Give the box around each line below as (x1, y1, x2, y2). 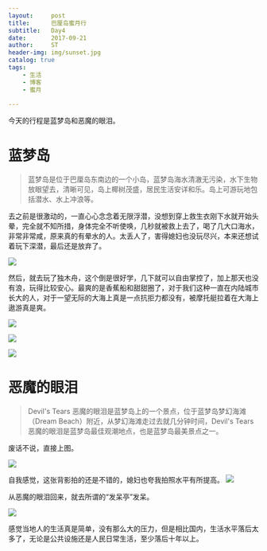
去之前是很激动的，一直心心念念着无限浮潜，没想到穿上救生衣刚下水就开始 (8, 212, 252, 221)
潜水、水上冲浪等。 (34, 194, 98, 204)
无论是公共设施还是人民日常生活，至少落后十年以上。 (29, 534, 203, 544)
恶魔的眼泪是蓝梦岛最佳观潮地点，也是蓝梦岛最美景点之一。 (27, 427, 223, 436)
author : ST (8, 41, 59, 49)
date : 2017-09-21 (8, 33, 87, 42)
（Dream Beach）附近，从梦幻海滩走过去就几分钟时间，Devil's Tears (27, 416, 254, 426)
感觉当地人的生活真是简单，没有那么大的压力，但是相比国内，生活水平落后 (8, 524, 252, 533)
